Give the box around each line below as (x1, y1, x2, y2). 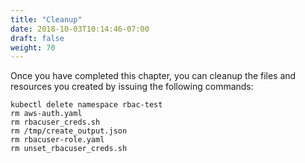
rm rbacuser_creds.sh (10, 117, 101, 128)
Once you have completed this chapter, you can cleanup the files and (10, 70, 297, 82)
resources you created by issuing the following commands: (10, 81, 254, 93)
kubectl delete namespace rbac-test (10, 100, 163, 110)
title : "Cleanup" (10, 14, 83, 25)
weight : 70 (10, 42, 56, 53)
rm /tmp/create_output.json (10, 126, 128, 136)
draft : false (10, 33, 65, 43)
